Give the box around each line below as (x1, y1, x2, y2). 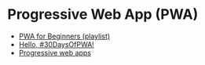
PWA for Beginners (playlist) (18, 31, 111, 41)
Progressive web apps (18, 48, 92, 57)
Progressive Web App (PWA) (7, 5, 199, 23)
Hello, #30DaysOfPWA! (18, 39, 95, 49)
